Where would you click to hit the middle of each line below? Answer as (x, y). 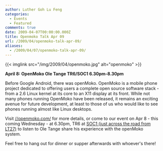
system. (13, 134)
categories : (17, 14)
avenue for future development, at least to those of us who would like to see (81, 104)
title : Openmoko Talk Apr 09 (35, 37)
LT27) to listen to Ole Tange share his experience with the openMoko (74, 129)
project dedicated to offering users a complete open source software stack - (82, 88)
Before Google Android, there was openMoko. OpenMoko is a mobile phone (81, 83)
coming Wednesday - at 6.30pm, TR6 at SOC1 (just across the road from (78, 123)
